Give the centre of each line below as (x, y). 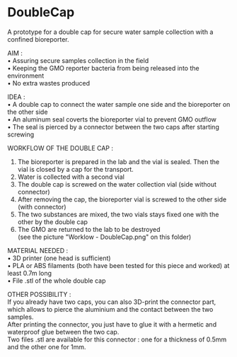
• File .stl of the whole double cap (57, 281)
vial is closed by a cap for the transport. (75, 169)
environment (26, 76)
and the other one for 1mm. (47, 346)
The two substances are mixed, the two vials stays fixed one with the (118, 214)
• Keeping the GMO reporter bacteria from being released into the (103, 68)
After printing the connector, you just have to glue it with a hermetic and (112, 324)
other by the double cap (53, 222)
